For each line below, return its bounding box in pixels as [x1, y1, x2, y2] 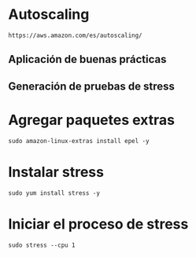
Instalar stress [8, 163, 105, 181]
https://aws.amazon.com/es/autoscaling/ [8, 31, 143, 39]
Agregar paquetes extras [8, 111, 176, 129]
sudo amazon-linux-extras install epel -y [8, 137, 150, 145]
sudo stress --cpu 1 [8, 241, 76, 249]
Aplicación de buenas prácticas [8, 53, 167, 66]
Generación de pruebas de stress [8, 79, 175, 93]
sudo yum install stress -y [8, 189, 101, 197]
